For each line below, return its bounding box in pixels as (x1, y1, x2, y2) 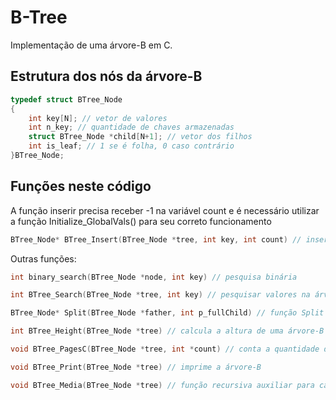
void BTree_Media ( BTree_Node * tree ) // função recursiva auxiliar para (10, 380, 315, 390)
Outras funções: (10, 252, 77, 265)
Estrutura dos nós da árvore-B (10, 68, 203, 85)
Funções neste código (10, 178, 152, 195)
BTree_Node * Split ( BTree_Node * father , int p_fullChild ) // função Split (10, 308, 325, 318)
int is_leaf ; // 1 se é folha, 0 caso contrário (28, 141, 235, 151)
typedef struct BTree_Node (10, 94, 123, 105)
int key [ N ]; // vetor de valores (28, 113, 168, 123)
